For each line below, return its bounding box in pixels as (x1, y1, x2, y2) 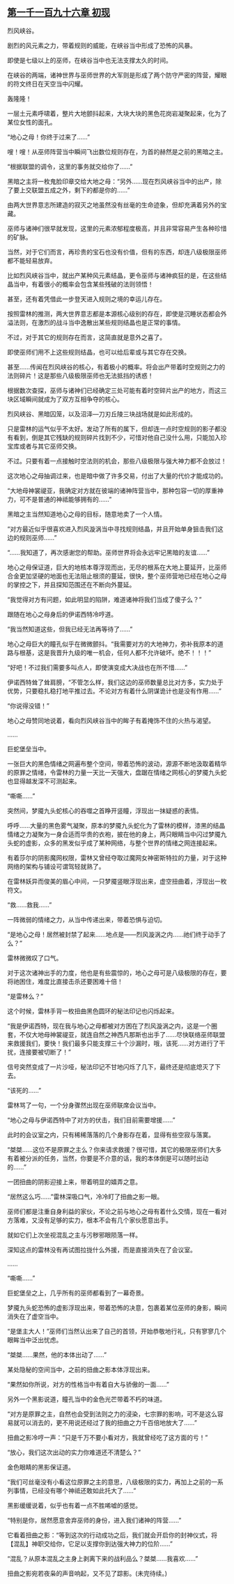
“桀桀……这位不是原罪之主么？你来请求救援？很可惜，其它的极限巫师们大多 (7, 1145, 222, 1153)
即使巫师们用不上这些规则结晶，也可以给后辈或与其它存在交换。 (7, 348, 190, 356)
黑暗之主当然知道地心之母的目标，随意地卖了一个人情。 (7, 509, 166, 518)
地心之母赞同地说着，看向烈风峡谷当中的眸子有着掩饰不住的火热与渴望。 (7, 716, 214, 725)
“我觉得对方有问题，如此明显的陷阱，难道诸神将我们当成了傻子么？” (7, 595, 202, 603)
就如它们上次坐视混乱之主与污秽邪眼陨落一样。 (7, 1231, 141, 1239)
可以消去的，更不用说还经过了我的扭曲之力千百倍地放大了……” (19, 1418, 197, 1427)
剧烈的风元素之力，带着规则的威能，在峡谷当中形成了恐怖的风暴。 (7, 41, 196, 49)
